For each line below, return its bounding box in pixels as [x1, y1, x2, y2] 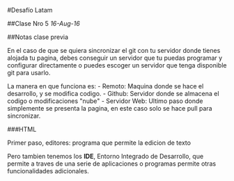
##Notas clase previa [7, 33, 68, 41]
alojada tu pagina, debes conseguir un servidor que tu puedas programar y [7, 54, 223, 62]
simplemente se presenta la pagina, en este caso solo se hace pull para [7, 104, 212, 112]
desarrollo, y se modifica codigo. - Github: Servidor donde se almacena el [7, 90, 219, 97]
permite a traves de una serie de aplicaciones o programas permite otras [7, 159, 217, 168]
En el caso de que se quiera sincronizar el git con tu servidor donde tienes [7, 47, 221, 54]
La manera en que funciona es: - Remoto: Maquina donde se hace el [7, 82, 204, 90]
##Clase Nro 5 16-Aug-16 [7, 19, 80, 27]
